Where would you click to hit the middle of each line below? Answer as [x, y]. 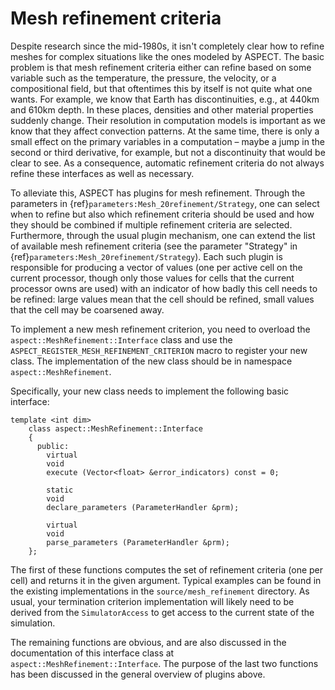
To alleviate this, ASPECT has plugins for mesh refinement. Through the [158, 193]
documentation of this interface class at [92, 653]
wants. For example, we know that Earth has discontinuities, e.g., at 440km [165, 99]
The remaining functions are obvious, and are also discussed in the [148, 642]
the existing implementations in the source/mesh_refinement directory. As [160, 591]
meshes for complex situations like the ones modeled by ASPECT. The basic [167, 56]
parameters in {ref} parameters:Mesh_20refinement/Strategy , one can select [165, 203]
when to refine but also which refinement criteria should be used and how [162, 214]
